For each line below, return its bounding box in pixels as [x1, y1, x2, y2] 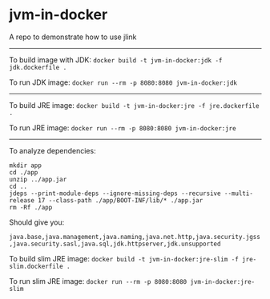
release [9, 196, 35, 205]
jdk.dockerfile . [9, 63, 67, 71]
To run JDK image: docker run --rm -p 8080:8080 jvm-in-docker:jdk [9, 78, 238, 87]
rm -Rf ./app [9, 203, 53, 211]
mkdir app [9, 161, 42, 169]
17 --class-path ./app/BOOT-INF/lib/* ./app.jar [38, 196, 204, 205]
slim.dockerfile [9, 262, 63, 270]
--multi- [224, 189, 253, 197]
